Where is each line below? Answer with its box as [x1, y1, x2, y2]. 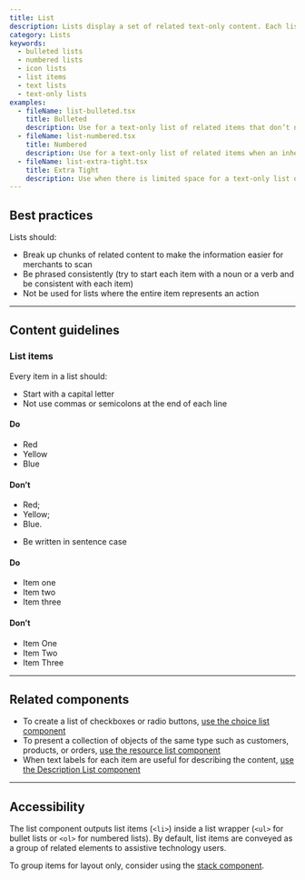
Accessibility [9, 799, 85, 815]
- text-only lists [17, 89, 88, 98]
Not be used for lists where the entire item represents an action [22, 288, 260, 299]
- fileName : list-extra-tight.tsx [17, 156, 148, 166]
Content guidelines [9, 323, 120, 338]
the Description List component [22, 765, 141, 775]
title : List [9, 13, 54, 23]
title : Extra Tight [25, 165, 100, 175]
